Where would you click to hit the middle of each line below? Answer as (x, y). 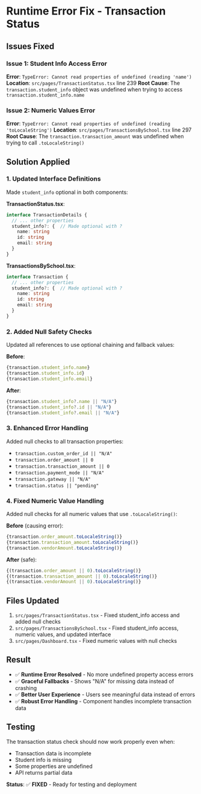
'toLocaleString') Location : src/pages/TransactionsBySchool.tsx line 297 (99, 130)
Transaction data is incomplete (53, 753)
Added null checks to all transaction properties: (65, 441)
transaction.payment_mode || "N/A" (60, 473)
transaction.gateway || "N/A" (53, 479)
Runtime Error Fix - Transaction (86, 11)
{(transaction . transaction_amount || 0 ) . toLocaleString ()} (82, 576)
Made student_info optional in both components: (67, 192)
